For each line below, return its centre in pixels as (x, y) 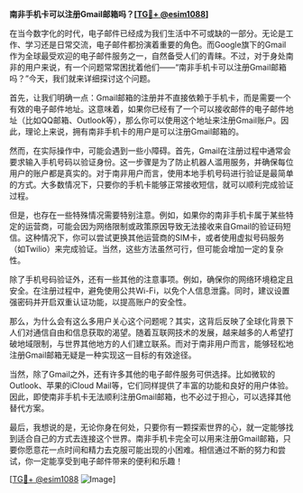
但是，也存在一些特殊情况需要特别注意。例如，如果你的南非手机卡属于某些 (147, 215)
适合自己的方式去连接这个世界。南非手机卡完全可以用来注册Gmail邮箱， (150, 438)
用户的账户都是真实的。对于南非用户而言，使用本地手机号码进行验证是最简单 (151, 173)
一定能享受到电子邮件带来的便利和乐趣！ (108, 461)
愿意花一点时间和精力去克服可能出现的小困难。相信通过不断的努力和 (151, 450)
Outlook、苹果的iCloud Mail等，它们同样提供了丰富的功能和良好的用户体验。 (151, 386)
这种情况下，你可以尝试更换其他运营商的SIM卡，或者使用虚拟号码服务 (155, 237)
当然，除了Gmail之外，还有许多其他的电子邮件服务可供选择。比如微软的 (142, 374)
